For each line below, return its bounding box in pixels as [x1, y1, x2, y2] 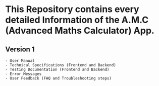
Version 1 [5, 45, 35, 53]
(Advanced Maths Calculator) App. [5, 25, 155, 36]
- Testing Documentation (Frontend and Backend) [5, 67, 110, 72]
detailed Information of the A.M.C [5, 14, 149, 26]
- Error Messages [5, 71, 42, 76]
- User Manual [5, 58, 35, 63]
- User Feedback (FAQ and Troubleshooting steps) [5, 76, 112, 81]
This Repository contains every [5, 4, 140, 15]
